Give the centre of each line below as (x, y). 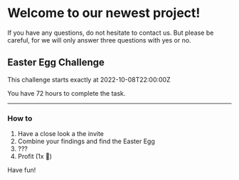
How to (20, 118)
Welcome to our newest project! (104, 13)
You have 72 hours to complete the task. (67, 93)
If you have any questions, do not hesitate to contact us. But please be (111, 33)
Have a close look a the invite (61, 134)
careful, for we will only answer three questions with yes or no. (99, 40)
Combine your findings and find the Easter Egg (86, 141)
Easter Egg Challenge (56, 63)
